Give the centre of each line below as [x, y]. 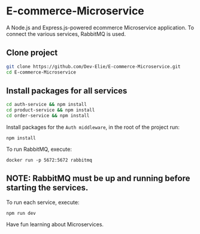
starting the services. [47, 188]
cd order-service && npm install [48, 116]
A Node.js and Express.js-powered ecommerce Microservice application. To [100, 28]
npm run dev [21, 213]
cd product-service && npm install [51, 110]
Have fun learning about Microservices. [55, 224]
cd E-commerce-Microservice [41, 72]
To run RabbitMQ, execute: [39, 149]
